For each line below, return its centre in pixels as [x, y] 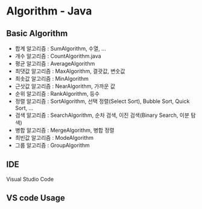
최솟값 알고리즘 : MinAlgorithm [52, 79]
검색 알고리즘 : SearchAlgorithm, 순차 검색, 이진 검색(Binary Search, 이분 [102, 115]
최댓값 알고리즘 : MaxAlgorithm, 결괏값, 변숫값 [70, 71]
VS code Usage [36, 198]
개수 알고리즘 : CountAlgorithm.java [58, 56]
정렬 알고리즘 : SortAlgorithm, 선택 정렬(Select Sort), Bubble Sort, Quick [102, 101]
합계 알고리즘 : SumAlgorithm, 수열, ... [61, 48]
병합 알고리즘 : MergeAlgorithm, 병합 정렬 [65, 130]
